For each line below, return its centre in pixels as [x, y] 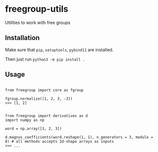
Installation [22, 38]
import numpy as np [25, 120]
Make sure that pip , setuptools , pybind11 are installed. [59, 49]
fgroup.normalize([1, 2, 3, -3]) [39, 99]
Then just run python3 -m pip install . [45, 59]
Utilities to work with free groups [38, 22]
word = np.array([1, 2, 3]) [34, 129]
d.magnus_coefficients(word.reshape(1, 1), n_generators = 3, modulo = [79, 137]
